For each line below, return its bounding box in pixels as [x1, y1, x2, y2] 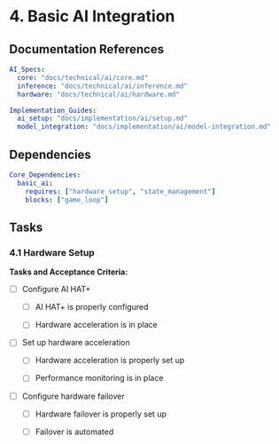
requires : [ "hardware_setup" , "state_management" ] [25, 186, 216, 196]
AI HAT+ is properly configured [35, 302, 149, 313]
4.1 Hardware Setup [9, 246, 95, 258]
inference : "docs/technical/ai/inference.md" [17, 82, 189, 91]
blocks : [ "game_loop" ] [25, 195, 109, 204]
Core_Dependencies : [9, 170, 81, 179]
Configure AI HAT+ [21, 284, 91, 295]
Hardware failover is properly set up [35, 408, 167, 419]
